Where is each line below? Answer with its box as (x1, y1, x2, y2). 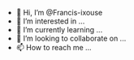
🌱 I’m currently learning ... (15, 25, 103, 34)
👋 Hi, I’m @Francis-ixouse (15, 8, 103, 17)
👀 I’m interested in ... (15, 16, 85, 26)
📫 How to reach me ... (15, 43, 92, 52)
